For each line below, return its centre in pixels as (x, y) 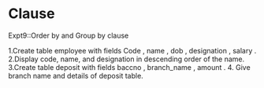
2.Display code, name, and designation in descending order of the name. (126, 59)
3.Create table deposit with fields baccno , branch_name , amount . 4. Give (129, 67)
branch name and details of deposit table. (76, 75)
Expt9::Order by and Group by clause (69, 35)
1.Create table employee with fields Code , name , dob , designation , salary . (132, 50)
